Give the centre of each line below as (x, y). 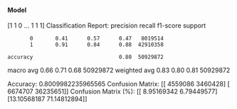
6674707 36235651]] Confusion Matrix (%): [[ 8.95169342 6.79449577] (112, 91)
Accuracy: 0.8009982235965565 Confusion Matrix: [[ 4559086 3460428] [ (118, 84)
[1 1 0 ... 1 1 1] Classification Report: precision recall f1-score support (107, 25)
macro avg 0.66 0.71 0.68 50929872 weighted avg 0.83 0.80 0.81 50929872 (119, 70)
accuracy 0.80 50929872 (85, 57)
